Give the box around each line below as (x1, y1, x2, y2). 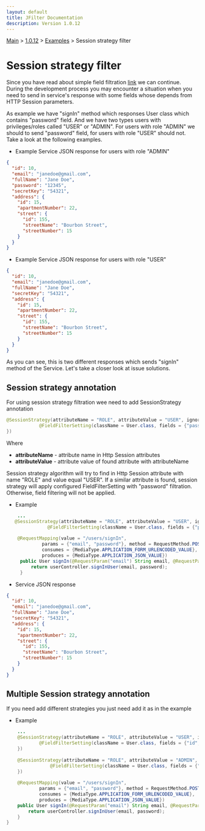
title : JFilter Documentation (6, 15, 84, 21)
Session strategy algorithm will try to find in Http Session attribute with (6, 469, 184, 477)
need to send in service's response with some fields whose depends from (6, 92, 192, 99)
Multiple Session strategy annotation (6, 689, 151, 700)
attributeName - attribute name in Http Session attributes (15, 451, 160, 458)
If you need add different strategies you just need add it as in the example (6, 705, 192, 712)
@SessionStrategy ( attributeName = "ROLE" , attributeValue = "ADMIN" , (17, 757, 198, 763)
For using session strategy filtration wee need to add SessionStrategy (6, 398, 182, 406)
